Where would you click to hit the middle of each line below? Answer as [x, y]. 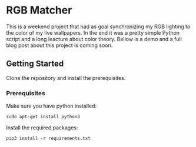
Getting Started [35, 64]
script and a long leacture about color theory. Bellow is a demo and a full [94, 39]
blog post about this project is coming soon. [59, 45]
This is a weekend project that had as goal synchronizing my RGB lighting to [98, 26]
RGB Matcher [39, 10]
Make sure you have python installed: [52, 106]
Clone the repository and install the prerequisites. [66, 78]
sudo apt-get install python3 [43, 117]
